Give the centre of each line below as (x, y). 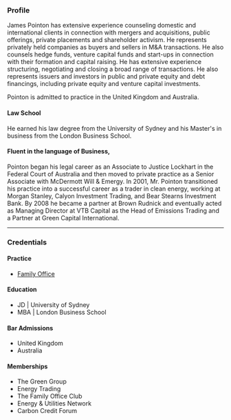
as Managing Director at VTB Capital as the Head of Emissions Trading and (113, 210)
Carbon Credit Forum (47, 411)
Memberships (27, 366)
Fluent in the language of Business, (58, 151)
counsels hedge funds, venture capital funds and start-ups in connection (111, 54)
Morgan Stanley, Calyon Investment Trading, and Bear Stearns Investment (112, 196)
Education (22, 290)
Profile (19, 10)
